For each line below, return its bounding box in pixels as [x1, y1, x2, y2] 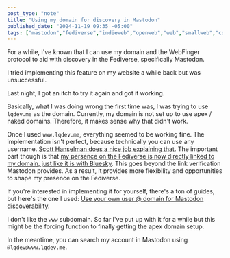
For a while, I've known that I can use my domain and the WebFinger [7, 48, 201, 56]
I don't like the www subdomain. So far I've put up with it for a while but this [7, 215, 216, 224]
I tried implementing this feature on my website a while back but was [7, 69, 201, 77]
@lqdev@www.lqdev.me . [7, 243, 68, 251]
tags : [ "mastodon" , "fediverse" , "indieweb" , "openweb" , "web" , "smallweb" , [7, 29, 216, 36]
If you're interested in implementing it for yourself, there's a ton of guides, [7, 187, 215, 196]
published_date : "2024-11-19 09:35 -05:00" [7, 23, 133, 30]
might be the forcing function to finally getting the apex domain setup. [7, 222, 205, 231]
